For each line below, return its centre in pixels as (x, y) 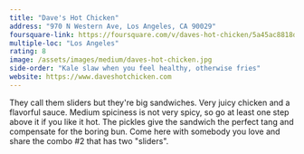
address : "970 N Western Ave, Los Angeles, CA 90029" (113, 26)
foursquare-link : (42, 34)
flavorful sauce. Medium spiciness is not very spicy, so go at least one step (149, 112)
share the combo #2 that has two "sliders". (89, 140)
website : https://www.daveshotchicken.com (90, 77)
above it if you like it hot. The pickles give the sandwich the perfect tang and (152, 121)
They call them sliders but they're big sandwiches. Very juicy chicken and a (150, 102)
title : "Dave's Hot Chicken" (64, 18)
